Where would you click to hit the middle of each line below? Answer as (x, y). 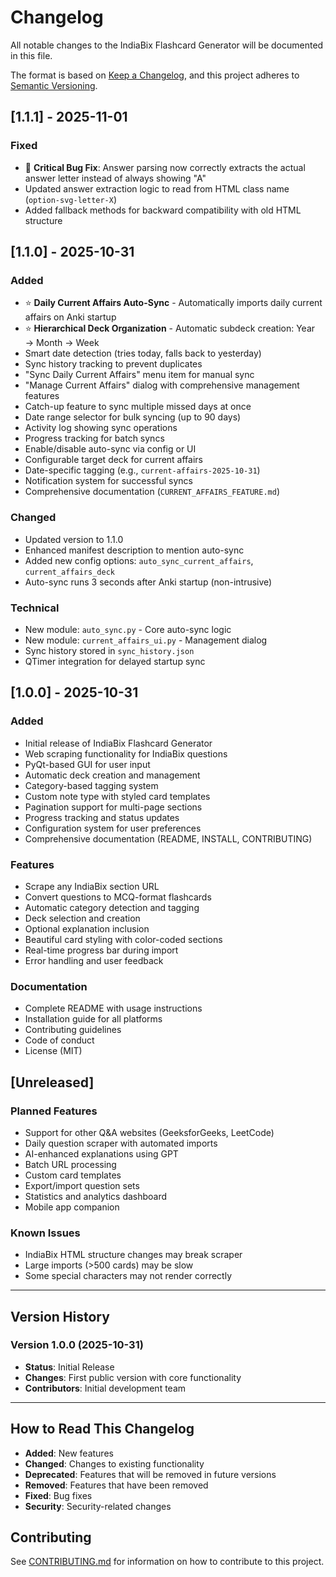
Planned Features (54, 1111)
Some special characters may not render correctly (128, 1276)
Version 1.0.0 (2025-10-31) (77, 1345)
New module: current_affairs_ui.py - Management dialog (146, 640)
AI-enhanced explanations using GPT (101, 1153)
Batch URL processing (70, 1164)
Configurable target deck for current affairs (113, 460)
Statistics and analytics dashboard (96, 1196)
